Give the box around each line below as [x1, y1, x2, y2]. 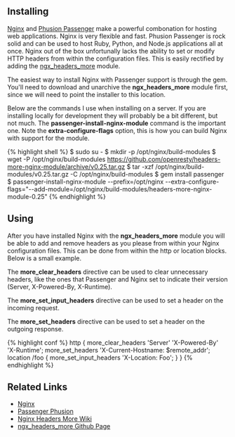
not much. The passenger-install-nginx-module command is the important [7, 119, 227, 127]
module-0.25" [7, 192, 48, 201]
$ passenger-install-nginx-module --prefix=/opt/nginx [7, 177, 164, 186]
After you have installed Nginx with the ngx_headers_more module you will [7, 232, 225, 240]
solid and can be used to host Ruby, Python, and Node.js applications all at [7, 39, 223, 48]
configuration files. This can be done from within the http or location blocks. [7, 246, 227, 255]
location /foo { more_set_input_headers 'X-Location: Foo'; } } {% [7, 353, 193, 362]
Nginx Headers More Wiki [17, 414, 93, 423]
